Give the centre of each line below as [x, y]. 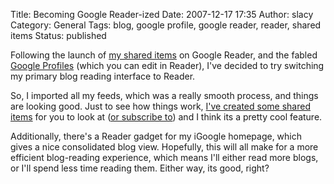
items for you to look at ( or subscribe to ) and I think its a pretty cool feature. [166, 117]
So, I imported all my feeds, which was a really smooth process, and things [164, 95]
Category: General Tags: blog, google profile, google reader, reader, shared [166, 25]
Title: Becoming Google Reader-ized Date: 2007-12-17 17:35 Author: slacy [162, 14]
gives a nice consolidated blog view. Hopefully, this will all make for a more [164, 147]
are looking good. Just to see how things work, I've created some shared [160, 106]
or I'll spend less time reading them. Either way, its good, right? [140, 168]
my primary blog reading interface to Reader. [103, 76]
